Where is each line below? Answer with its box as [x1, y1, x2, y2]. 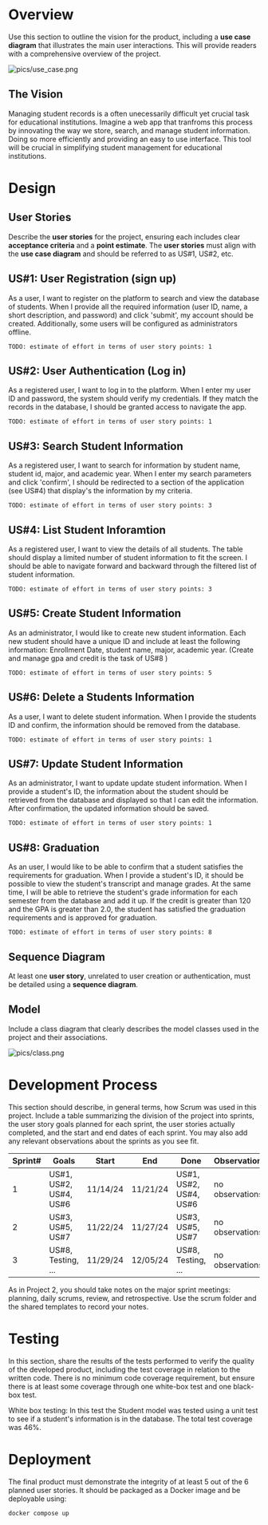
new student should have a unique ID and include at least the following [8, 636, 241, 646]
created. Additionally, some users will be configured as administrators [8, 318, 238, 328]
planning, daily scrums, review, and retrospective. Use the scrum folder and [8, 1293, 257, 1302]
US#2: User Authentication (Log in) [8, 364, 187, 377]
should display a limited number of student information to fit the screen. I [8, 553, 248, 562]
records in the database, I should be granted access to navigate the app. [8, 402, 247, 412]
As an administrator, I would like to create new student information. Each [8, 628, 246, 638]
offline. [8, 327, 32, 337]
